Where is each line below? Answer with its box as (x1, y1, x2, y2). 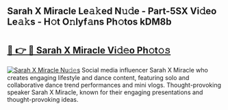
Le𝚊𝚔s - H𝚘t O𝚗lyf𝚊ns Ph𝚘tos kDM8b (7, 16, 172, 28)
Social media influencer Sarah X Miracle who (81, 66, 209, 74)
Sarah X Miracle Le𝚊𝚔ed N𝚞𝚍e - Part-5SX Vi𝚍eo (7, 5, 217, 17)
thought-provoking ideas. (7, 96, 79, 103)
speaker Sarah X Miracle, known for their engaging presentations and (7, 88, 203, 96)
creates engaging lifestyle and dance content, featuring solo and (7, 74, 190, 81)
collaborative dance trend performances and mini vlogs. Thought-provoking (7, 81, 221, 89)
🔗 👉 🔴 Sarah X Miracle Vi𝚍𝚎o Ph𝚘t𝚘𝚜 (7, 44, 171, 56)
